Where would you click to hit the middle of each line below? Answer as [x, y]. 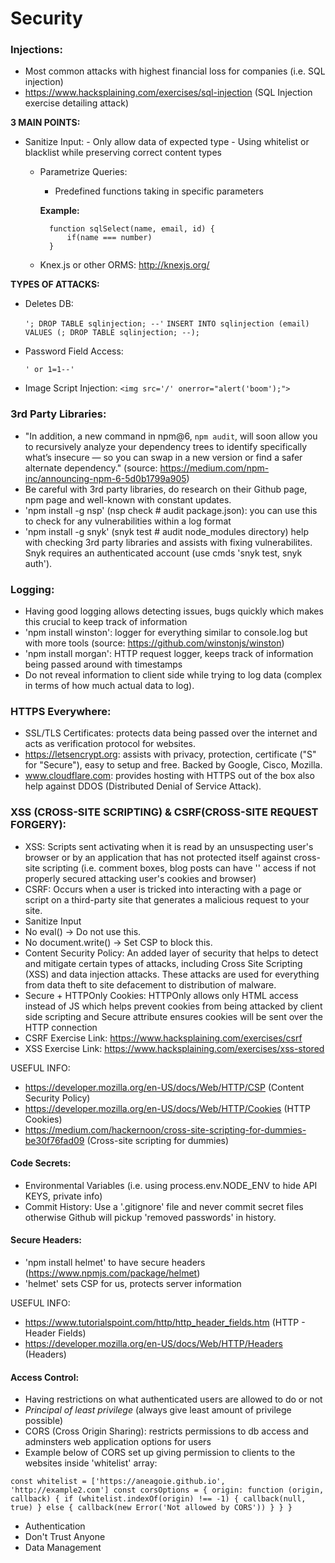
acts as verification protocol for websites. [110, 744]
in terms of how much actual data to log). [109, 686]
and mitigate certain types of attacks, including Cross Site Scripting [163, 963]
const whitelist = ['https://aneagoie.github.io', [118, 1482]
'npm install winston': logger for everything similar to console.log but [166, 633]
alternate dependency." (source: [91, 468]
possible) [44, 1421]
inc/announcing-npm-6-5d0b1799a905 [105, 478]
